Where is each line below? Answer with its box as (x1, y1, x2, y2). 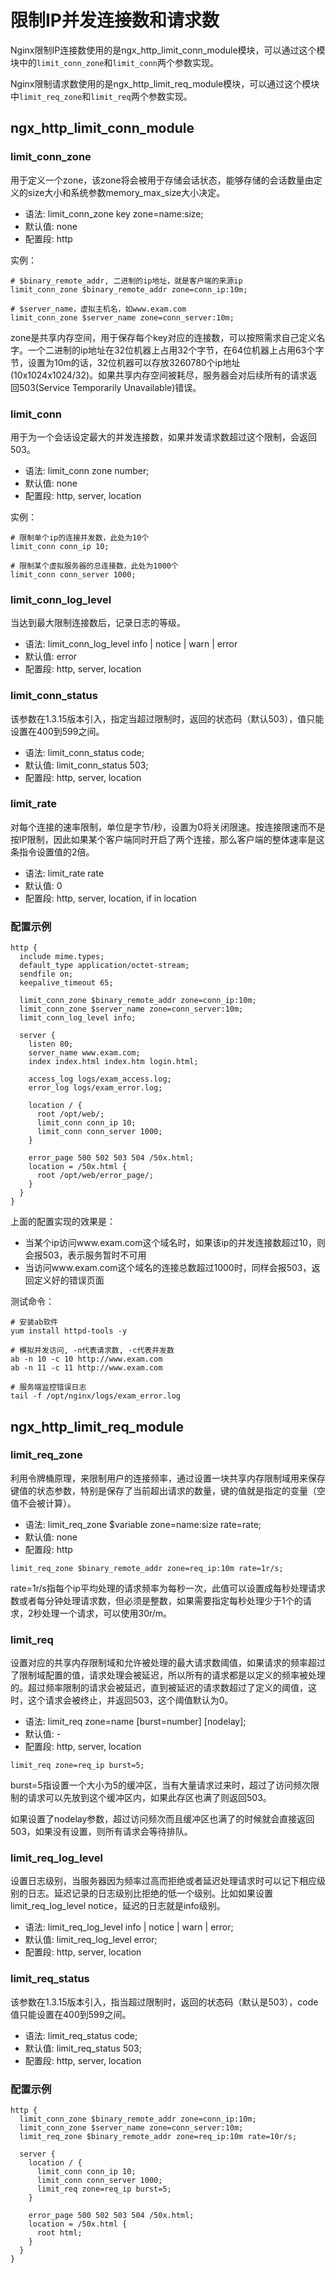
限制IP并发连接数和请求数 (10, 9, 220, 32)
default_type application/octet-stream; (19, 961, 190, 971)
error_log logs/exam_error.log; (28, 1083, 163, 1093)
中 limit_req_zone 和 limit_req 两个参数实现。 (10, 90, 193, 102)
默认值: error (24, 651, 78, 663)
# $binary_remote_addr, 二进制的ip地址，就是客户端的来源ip (10, 276, 243, 286)
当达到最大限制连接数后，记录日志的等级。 (10, 617, 186, 629)
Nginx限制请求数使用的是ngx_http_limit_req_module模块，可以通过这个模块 (10, 77, 320, 90)
